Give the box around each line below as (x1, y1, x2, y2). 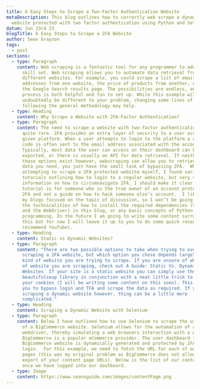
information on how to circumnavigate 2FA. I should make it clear (21, 180, 193, 186)
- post (11, 48, 28, 54)
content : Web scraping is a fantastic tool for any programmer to (17, 64, 185, 70)
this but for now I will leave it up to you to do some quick (21, 219, 180, 225)
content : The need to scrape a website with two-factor (17, 125, 159, 131)
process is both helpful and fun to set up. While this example (21, 92, 185, 98)
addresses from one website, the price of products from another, (21, 81, 190, 87)
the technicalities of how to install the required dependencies (21, 202, 187, 208)
